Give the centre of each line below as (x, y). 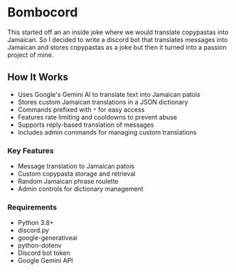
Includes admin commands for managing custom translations (107, 132)
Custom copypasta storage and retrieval (76, 174)
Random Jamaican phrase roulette (68, 182)
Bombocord (43, 12)
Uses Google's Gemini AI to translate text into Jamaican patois (109, 94)
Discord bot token (44, 253)
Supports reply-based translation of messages (86, 125)
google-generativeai (48, 238)
